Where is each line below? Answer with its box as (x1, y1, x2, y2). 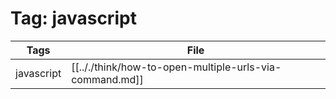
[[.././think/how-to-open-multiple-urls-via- (71, 60, 282, 74)
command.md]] (71, 72, 144, 86)
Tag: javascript (10, 7, 137, 30)
